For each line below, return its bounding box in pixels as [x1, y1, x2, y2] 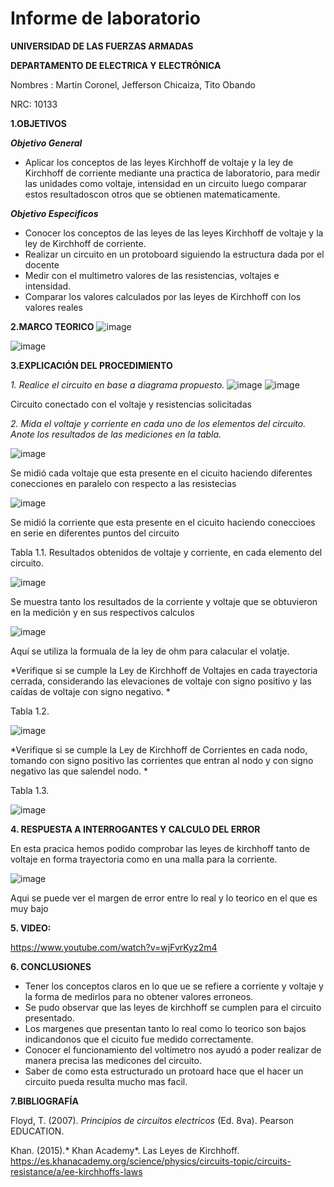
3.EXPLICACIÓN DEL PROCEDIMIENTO [10, 359, 173, 371]
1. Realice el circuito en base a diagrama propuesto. [10, 378, 225, 391]
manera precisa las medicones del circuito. [24, 1054, 202, 1066]
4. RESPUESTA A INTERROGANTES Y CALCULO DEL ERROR [10, 823, 261, 835]
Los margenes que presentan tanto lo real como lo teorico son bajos [24, 1022, 307, 1034]
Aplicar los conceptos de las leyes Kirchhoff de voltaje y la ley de [24, 156, 294, 168]
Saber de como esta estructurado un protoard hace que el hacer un [24, 1065, 304, 1077]
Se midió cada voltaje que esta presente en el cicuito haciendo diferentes [10, 467, 313, 479]
